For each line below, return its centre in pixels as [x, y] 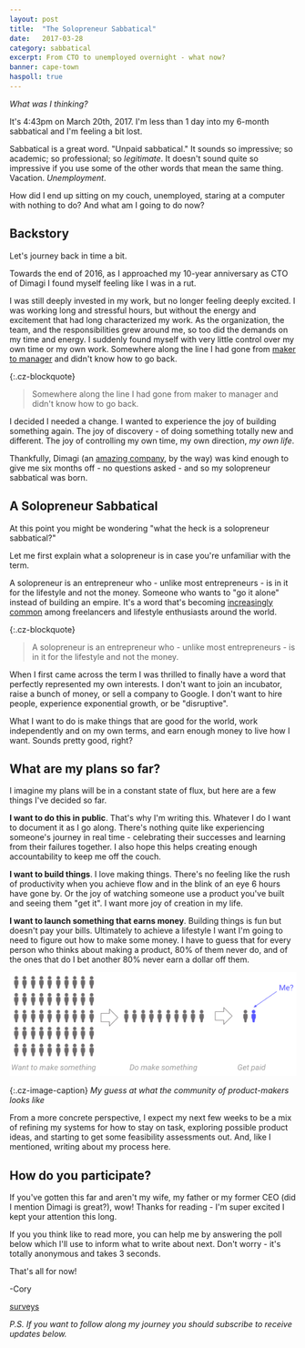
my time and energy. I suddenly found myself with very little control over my [152, 339]
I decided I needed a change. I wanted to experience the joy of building [143, 421]
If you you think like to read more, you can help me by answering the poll [146, 1234]
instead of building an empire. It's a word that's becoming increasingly [141, 602]
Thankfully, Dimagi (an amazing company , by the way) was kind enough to [149, 458]
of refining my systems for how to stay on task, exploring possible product [149, 1128]
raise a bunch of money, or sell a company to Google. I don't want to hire [146, 694]
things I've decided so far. [58, 800]
